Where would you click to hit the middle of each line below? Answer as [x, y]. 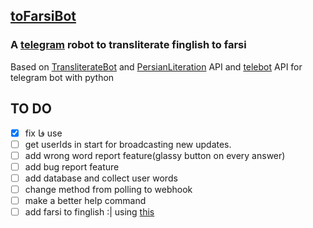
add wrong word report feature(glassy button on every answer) [155, 155]
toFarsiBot [43, 16]
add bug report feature [72, 166]
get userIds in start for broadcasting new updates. [128, 144]
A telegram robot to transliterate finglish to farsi [128, 45]
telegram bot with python [62, 77]
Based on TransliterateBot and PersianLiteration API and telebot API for [156, 66]
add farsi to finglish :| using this [89, 211]
